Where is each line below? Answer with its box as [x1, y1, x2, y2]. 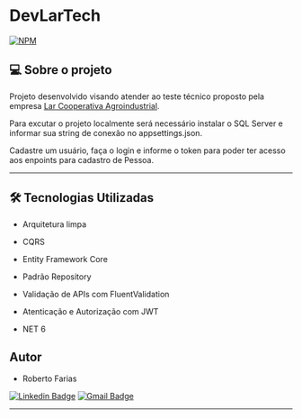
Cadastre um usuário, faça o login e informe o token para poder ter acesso [9, 145, 286, 156]
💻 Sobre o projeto [9, 62, 112, 77]
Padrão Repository [22, 271, 92, 282]
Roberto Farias [22, 373, 77, 384]
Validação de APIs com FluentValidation [22, 288, 170, 299]
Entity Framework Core [22, 253, 108, 264]
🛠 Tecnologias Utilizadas [9, 190, 155, 205]
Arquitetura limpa [22, 218, 87, 230]
